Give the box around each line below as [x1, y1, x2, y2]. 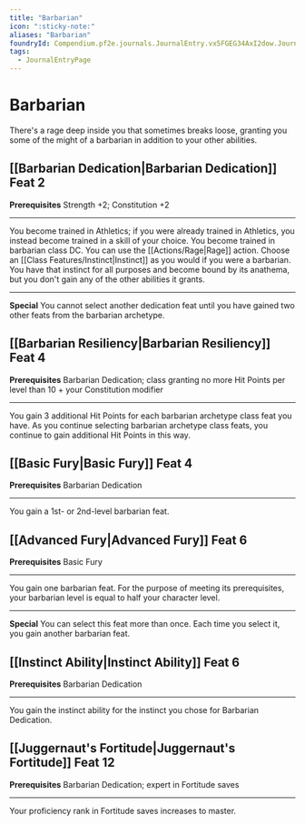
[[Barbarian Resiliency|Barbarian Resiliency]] [9, 336, 271, 351]
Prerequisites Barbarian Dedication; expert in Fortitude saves [9, 779, 240, 790]
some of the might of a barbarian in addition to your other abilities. [9, 134, 258, 146]
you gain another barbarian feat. [9, 629, 131, 639]
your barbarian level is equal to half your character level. [9, 592, 221, 603]
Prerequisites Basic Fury [9, 557, 103, 568]
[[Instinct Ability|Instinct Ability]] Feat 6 [9, 654, 241, 669]
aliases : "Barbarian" [9, 30, 92, 39]
